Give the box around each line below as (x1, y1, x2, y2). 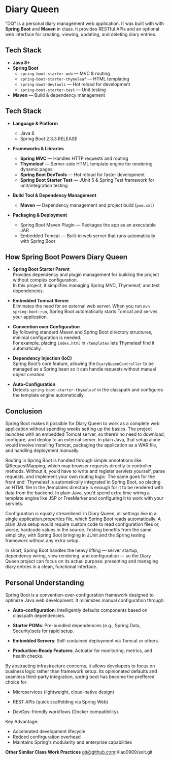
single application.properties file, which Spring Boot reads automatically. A (5, 516, 161, 522)
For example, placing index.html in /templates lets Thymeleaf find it (12, 340, 155, 346)
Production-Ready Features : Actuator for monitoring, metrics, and (12, 648, 152, 654)
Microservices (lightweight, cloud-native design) (12, 689, 115, 695)
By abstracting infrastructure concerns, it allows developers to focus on (5, 663, 155, 669)
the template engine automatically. (12, 392, 85, 398)
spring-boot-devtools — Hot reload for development (20, 81, 130, 87)
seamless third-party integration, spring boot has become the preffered (5, 673, 155, 680)
